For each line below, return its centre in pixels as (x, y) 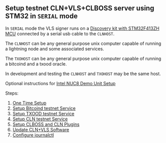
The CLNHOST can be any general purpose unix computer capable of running (83, 43)
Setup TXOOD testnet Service (43, 113)
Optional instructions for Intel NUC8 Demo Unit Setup (60, 83)
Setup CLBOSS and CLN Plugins (46, 124)
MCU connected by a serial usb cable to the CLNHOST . (60, 33)
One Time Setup (29, 103)
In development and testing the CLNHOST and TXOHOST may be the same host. (83, 74)
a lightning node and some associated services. (55, 49)
